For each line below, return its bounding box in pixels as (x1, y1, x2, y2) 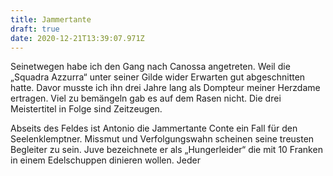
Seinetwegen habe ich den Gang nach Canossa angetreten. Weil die (10, 61, 291, 73)
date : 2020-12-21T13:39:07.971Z (10, 33, 145, 43)
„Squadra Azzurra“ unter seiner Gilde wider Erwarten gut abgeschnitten (10, 71, 306, 83)
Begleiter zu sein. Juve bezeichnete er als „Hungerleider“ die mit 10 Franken (10, 144, 323, 156)
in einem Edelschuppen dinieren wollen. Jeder (10, 154, 201, 166)
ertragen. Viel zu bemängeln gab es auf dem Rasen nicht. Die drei (10, 92, 282, 105)
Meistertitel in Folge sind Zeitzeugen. (10, 103, 163, 115)
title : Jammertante (10, 14, 92, 25)
